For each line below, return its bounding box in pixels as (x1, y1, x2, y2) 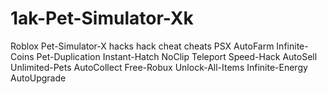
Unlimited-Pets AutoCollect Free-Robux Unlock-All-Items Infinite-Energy (10, 61, 308, 73)
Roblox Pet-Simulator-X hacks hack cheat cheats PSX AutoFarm (10, 40, 275, 52)
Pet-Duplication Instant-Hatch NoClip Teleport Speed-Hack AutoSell (36, 50, 318, 62)
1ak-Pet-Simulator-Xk (10, 7, 194, 30)
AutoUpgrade (10, 72, 67, 84)
